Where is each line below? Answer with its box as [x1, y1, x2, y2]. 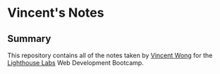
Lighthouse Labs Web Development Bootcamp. [7, 59, 145, 67]
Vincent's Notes [7, 5, 104, 21]
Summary [7, 33, 51, 45]
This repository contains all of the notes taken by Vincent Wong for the [7, 51, 213, 59]
